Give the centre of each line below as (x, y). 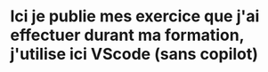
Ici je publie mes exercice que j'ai (135, 16)
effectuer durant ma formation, (127, 35)
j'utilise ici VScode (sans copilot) (134, 54)
